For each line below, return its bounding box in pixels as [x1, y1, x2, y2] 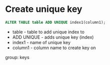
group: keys [5, 54, 30, 60]
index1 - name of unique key [12, 39, 71, 45]
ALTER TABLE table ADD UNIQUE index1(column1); [5, 20, 106, 25]
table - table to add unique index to [12, 29, 85, 35]
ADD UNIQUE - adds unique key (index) [12, 34, 94, 40]
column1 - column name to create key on [12, 45, 96, 51]
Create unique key [5, 3, 83, 15]
